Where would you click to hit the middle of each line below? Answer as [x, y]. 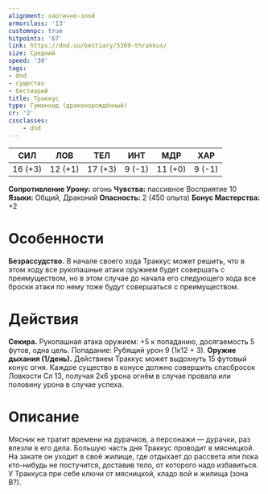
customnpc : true [35, 31]
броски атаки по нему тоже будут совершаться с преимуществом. [124, 286]
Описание [44, 417]
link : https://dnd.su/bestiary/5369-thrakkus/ [88, 46]
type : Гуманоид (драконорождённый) [68, 106]
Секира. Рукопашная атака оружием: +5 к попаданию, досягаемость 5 [132, 341]
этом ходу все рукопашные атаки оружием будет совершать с [117, 269]
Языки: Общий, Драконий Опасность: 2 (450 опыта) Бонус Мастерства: [134, 197]
